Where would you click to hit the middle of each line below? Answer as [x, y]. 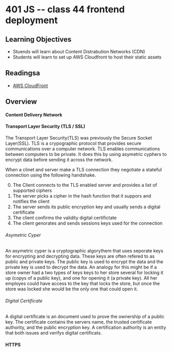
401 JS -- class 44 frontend [65, 9]
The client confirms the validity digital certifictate [65, 218]
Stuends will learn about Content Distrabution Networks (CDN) [79, 52]
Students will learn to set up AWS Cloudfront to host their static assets [87, 57]
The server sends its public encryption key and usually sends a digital [87, 207]
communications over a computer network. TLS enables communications [83, 149]
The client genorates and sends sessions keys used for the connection [88, 223]
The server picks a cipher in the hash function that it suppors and [82, 196]
